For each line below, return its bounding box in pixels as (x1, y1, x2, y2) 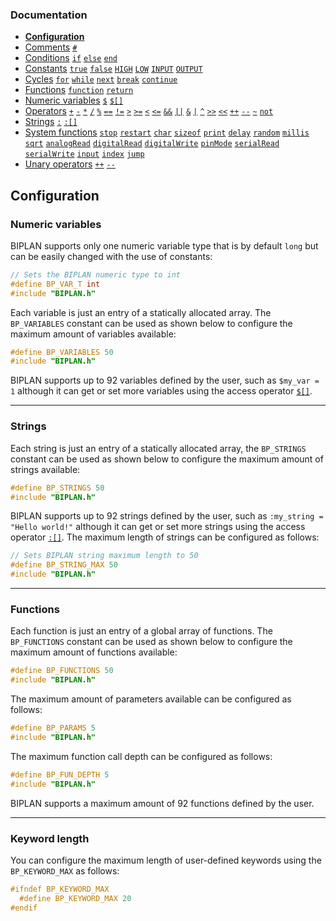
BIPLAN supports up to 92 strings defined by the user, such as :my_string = (10, 510, 324, 522)
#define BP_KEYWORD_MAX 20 (19, 893, 132, 903)
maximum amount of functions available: (10, 646, 178, 658)
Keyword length (10, 831, 90, 845)
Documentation (10, 8, 88, 22)
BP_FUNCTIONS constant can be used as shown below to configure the (10, 636, 293, 648)
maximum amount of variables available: (10, 328, 177, 340)
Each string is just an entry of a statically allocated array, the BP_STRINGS (10, 442, 307, 454)
